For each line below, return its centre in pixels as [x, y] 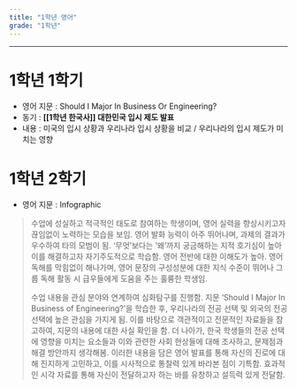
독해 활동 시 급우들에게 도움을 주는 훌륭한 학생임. [124, 278]
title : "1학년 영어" [43, 17]
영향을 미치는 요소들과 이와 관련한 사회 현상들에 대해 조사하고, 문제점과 [162, 342]
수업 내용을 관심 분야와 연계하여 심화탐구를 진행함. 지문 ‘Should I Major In [158, 298]
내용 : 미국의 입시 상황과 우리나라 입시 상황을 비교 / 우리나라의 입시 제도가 [148, 128]
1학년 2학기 [48, 179]
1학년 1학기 [46, 80]
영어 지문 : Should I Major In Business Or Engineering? [119, 106]
